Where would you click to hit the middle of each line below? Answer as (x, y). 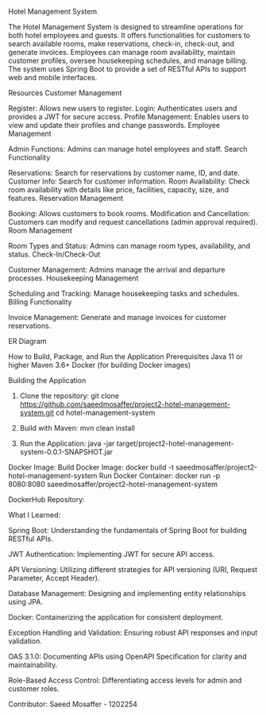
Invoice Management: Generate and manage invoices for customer (118, 317)
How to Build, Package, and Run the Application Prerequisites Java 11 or (126, 356)
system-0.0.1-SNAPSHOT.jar (66, 452)
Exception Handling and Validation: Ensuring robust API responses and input (133, 632)
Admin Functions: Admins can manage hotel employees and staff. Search (128, 149)
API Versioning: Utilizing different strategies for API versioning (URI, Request (133, 570)
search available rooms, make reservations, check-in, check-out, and (121, 44)
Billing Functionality (40, 302)
